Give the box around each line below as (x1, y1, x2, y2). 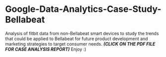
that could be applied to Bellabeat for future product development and (5, 36, 148, 42)
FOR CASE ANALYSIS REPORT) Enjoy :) (5, 46, 87, 52)
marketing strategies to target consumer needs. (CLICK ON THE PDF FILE (5, 41, 156, 47)
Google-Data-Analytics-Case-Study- (5, 3, 162, 15)
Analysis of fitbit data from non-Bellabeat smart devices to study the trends (5, 30, 159, 36)
